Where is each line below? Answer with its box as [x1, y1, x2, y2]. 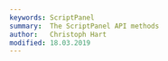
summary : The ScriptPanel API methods [9, 22, 160, 30]
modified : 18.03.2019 [9, 38, 91, 48]
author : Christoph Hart [9, 30, 107, 39]
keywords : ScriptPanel [9, 13, 95, 22]
